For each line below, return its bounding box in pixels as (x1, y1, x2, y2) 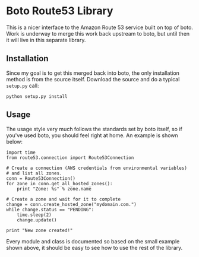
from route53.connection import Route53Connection (6, 154, 134, 161)
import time (6, 150, 36, 156)
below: (6, 138, 23, 145)
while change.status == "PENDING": (6, 207, 94, 212)
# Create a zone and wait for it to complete (6, 196, 121, 202)
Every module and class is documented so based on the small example (6, 237, 180, 245)
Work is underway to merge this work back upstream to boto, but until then (6, 30, 190, 37)
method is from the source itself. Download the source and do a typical (6, 75, 180, 83)
